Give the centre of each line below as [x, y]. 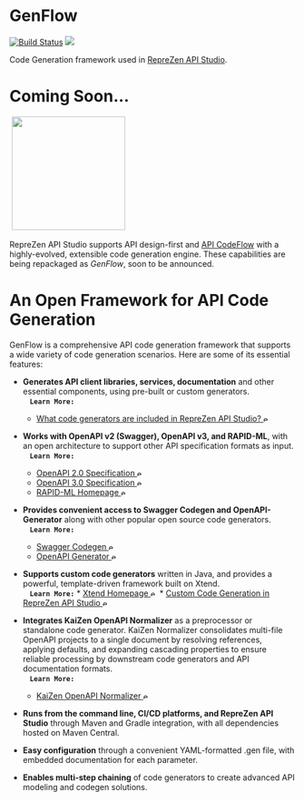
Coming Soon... [69, 97]
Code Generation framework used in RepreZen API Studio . [118, 59]
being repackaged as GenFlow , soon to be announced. [112, 263]
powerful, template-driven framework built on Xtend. [121, 583]
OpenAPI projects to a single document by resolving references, [142, 640]
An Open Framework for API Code [139, 301]
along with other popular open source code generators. [167, 519]
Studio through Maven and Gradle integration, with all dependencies [151, 723]
